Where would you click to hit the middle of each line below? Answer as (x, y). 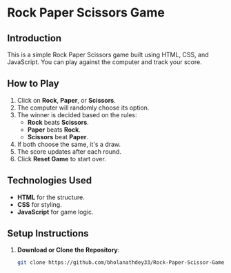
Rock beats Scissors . (58, 122)
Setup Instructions (48, 233)
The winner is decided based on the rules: (77, 114)
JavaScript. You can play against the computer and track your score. (104, 62)
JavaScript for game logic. (56, 212)
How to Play (33, 84)
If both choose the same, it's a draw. (69, 144)
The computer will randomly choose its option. (83, 108)
